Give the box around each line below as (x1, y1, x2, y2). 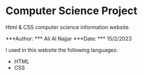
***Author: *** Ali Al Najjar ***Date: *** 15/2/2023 (5, 35, 132, 42)
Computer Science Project (5, 4, 138, 18)
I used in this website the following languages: (5, 46, 118, 54)
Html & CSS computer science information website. (5, 24, 131, 31)
